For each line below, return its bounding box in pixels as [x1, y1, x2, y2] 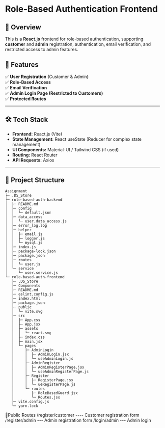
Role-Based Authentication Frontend [5, 3, 158, 15]
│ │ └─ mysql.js [5, 241, 43, 245]
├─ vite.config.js [11, 399, 50, 404]
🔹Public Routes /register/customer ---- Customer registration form [5, 412, 140, 418]
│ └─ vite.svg [11, 309, 43, 314]
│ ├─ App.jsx [11, 322, 41, 327]
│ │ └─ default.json [5, 210, 52, 215]
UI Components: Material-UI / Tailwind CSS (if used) [12, 146, 119, 153]
